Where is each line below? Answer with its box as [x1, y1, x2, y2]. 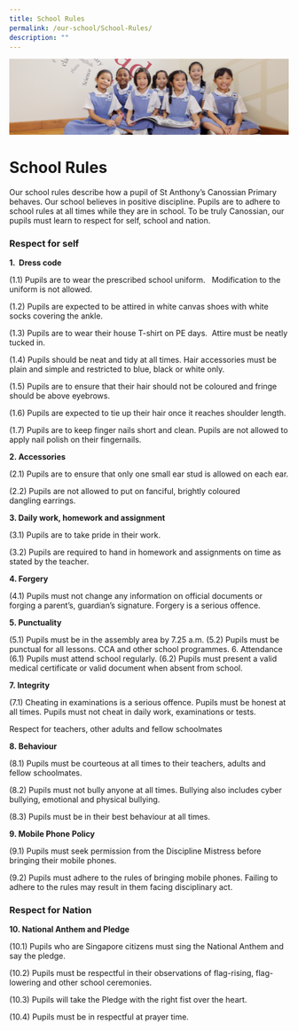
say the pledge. [9, 950, 67, 962]
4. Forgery [9, 573, 49, 584]
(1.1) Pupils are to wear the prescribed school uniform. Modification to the [9, 274, 281, 285]
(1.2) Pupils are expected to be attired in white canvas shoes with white [9, 301, 269, 311]
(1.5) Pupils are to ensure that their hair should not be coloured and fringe [9, 381, 278, 391]
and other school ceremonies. [43, 977, 153, 988]
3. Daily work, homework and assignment [9, 512, 166, 523]
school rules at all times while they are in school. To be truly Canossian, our [9, 205, 285, 216]
